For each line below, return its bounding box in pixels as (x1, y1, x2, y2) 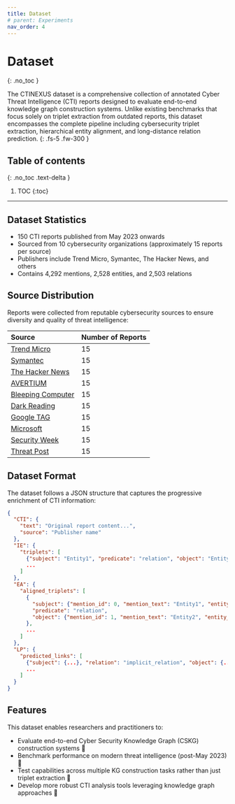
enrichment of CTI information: (7, 496, 97, 504)
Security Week (10, 435, 59, 445)
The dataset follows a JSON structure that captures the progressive (7, 489, 202, 497)
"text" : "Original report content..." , (20, 522, 136, 530)
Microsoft (10, 424, 43, 433)
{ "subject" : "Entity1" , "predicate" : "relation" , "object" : (25, 555, 205, 562)
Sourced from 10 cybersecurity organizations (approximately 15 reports (17, 239, 223, 248)
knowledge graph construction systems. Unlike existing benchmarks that (7, 105, 218, 113)
